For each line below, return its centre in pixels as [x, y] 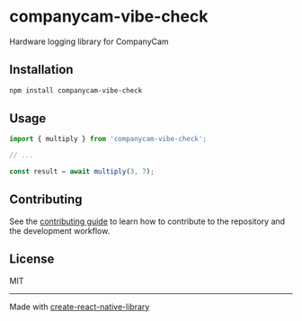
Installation [41, 70]
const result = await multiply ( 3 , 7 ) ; [82, 172]
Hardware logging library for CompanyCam [89, 41]
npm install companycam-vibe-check [76, 90]
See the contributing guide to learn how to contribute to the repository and [147, 221]
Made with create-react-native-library [80, 307]
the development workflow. [60, 230]
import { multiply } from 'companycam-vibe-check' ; [108, 139]
